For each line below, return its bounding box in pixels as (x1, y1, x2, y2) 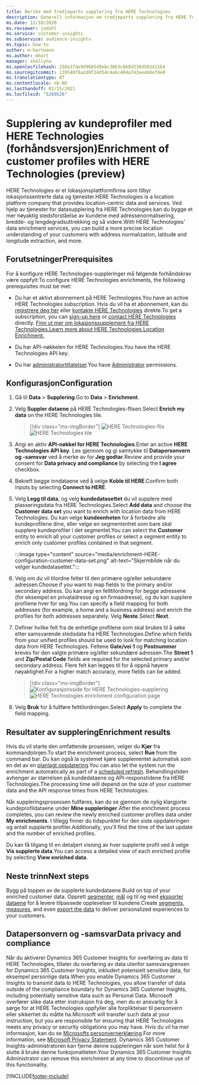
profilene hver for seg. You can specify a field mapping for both (14, 600, 169, 607)
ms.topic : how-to (6, 42, 49, 48)
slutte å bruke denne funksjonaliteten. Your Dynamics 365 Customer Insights (6, 1048, 192, 1055)
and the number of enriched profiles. (6, 830, 96, 837)
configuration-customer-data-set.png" (14, 557, 110, 564)
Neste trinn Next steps (6, 871, 89, 881)
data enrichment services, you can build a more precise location (6, 224, 163, 232)
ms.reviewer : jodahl (6, 25, 57, 31)
